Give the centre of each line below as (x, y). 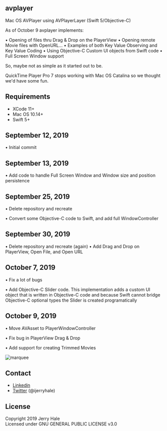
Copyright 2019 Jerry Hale (33, 419)
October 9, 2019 (31, 316)
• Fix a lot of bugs (24, 279)
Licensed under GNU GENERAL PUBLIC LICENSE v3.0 (61, 424)
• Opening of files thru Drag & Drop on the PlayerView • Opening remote (80, 40)
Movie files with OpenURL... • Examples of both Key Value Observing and (81, 45)
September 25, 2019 (38, 197)
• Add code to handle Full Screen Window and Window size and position (80, 175)
